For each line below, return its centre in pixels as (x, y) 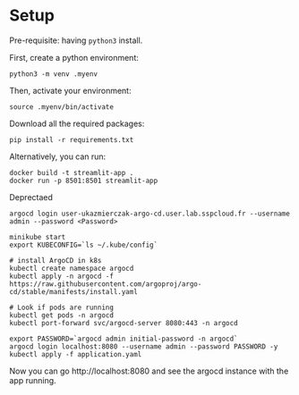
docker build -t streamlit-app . (72, 172)
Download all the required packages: (77, 123)
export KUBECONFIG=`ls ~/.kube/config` (84, 245)
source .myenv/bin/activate (62, 107)
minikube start (38, 237)
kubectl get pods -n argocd (62, 315)
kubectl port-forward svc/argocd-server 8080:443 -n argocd (124, 323)
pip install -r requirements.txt (72, 139)
